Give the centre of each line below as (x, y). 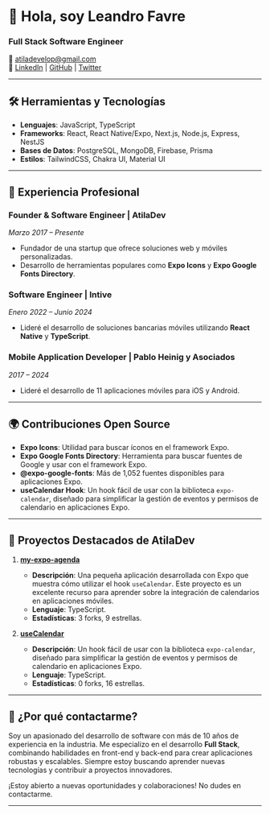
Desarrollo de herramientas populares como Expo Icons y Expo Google (138, 265)
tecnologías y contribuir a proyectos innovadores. (90, 770)
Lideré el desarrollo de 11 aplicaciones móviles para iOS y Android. (130, 390)
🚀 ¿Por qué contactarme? (73, 716)
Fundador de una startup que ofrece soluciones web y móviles (123, 248)
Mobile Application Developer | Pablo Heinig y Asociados (122, 357)
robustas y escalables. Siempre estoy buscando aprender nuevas (117, 762)
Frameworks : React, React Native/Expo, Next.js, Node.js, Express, (130, 134)
